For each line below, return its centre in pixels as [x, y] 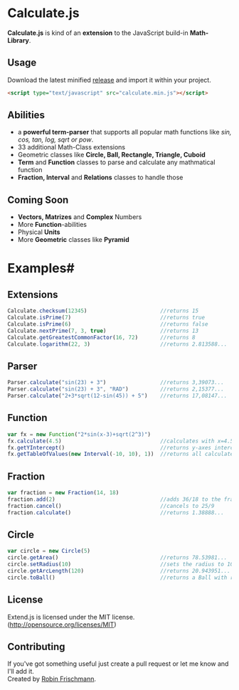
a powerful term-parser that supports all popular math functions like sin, [124, 132]
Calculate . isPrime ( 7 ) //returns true [106, 318]
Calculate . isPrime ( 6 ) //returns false [108, 324]
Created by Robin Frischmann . [52, 679]
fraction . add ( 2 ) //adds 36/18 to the [114, 499]
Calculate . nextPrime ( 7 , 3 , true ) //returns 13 [103, 331]
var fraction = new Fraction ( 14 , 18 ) [63, 493]
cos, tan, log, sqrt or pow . [55, 139]
